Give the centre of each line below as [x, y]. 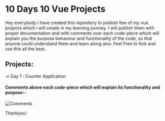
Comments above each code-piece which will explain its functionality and [83, 88]
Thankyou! [16, 113]
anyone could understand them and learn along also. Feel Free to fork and [80, 43]
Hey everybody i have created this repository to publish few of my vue [77, 23]
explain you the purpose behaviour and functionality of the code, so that [79, 38]
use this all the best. [25, 49]
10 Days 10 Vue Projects [55, 9]
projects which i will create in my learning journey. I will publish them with [80, 28]
